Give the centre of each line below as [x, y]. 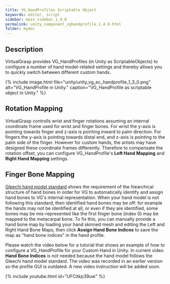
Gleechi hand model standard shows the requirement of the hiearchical [79, 187]
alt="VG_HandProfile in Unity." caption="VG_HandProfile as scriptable [78, 87]
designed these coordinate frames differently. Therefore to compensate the [84, 148]
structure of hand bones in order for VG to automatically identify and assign [84, 192]
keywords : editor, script [32, 15]
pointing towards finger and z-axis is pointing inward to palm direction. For [83, 132]
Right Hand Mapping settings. [37, 158]
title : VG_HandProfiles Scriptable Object [51, 10]
